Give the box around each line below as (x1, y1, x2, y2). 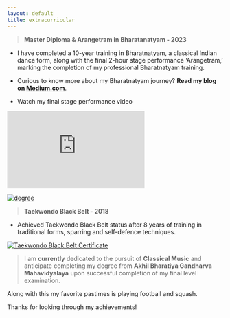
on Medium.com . (16, 84, 67, 92)
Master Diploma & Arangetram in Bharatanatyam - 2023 (23, 35, 187, 43)
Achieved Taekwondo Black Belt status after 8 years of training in (16, 220, 203, 229)
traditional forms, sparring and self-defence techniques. (16, 227, 176, 236)
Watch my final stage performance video (16, 97, 133, 105)
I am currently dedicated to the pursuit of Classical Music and (23, 254, 202, 262)
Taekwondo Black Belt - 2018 (23, 207, 109, 215)
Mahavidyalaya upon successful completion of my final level (23, 269, 197, 277)
